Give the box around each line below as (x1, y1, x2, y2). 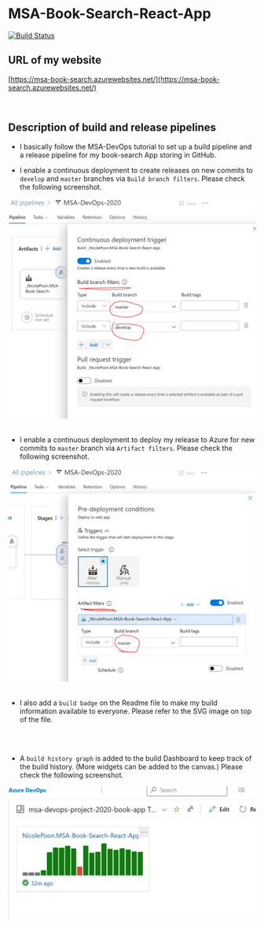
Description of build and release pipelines (8, 121, 217, 135)
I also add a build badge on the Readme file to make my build (19, 698, 218, 707)
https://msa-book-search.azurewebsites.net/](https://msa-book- (10, 74, 220, 83)
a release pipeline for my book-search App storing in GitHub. (19, 150, 217, 160)
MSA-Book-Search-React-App (8, 5, 211, 23)
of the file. (19, 715, 53, 724)
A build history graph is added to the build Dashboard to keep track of (19, 754, 252, 763)
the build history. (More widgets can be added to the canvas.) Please (19, 762, 244, 771)
